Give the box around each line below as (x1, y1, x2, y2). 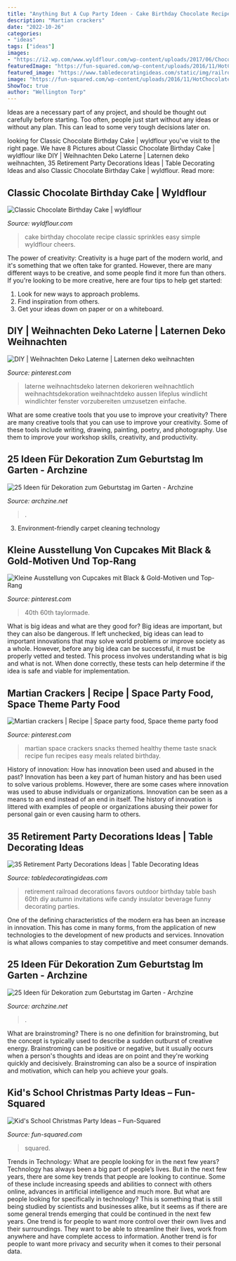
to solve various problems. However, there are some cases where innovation (7, 780, 229, 789)
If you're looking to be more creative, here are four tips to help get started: (7, 276, 223, 285)
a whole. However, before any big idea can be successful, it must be (7, 645, 205, 653)
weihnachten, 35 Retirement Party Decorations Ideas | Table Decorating (7, 159, 216, 167)
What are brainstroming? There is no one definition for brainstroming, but (7, 1029, 219, 1037)
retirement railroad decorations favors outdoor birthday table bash (24, 887, 216, 895)
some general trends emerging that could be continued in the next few (7, 1210, 211, 1218)
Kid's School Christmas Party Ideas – (7, 1087, 173, 1099)
